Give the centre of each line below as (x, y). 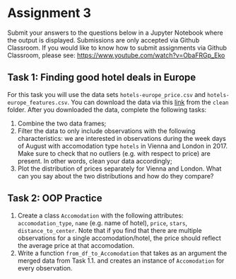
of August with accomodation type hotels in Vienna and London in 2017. (123, 146)
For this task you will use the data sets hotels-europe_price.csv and (107, 94)
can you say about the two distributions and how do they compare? (116, 176)
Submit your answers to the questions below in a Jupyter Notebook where (116, 33)
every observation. (45, 268)
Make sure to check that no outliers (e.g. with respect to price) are (114, 153)
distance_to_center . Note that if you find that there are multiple (110, 230)
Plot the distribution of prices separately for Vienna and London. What (119, 169)
